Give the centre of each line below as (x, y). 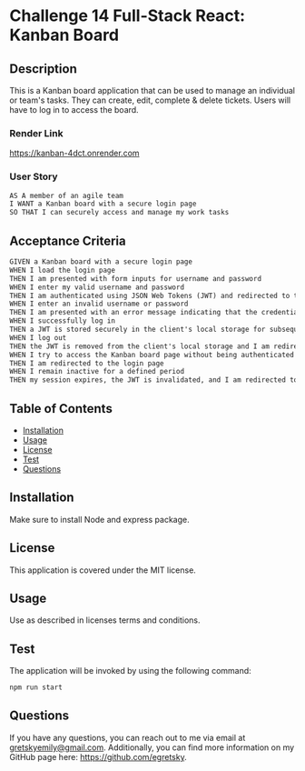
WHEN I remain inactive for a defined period (97, 372)
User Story (34, 176)
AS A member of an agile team (67, 195)
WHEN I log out (38, 337)
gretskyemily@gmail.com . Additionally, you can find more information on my (152, 747)
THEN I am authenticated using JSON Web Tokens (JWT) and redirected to (150, 295)
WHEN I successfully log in (63, 321)
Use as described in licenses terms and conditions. (105, 620)
